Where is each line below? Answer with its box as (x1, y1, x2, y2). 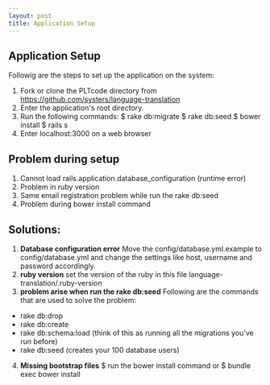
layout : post (8, 11, 52, 20)
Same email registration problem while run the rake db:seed (19, 191, 219, 201)
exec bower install (19, 369, 81, 379)
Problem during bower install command (19, 199, 152, 209)
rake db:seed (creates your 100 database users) (19, 345, 180, 354)
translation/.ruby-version (19, 278, 102, 288)
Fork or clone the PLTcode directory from (19, 86, 157, 96)
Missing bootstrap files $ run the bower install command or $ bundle (19, 360, 251, 371)
